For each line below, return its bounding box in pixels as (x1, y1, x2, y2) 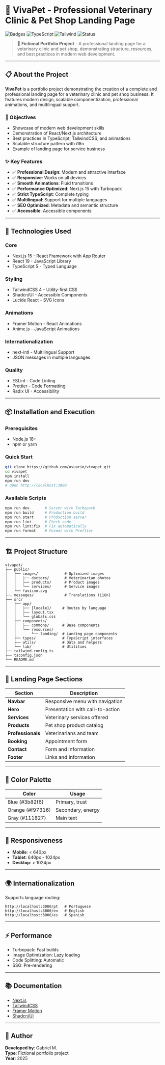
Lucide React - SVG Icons (12, 297, 65, 303)
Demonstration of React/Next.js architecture (12, 130, 102, 136)
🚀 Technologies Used (5, 227, 71, 235)
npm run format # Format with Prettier (5, 529, 93, 533)
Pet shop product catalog (45, 721, 104, 728)
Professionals (7, 730, 41, 737)
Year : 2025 (5, 1055, 28, 1061)
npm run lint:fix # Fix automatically (5, 524, 87, 529)
